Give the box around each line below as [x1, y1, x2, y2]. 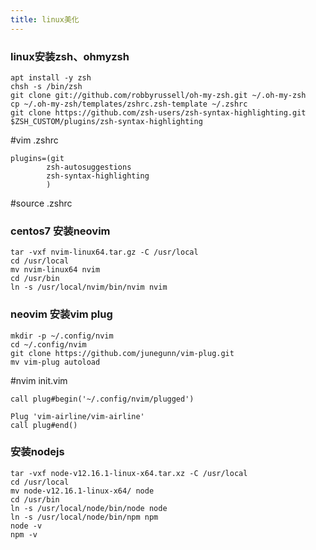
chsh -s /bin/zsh [10, 81, 83, 91]
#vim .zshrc [10, 134, 59, 146]
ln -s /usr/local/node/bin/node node [10, 503, 168, 513]
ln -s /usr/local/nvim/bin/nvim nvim [10, 282, 168, 293]
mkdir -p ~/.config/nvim [10, 331, 114, 341]
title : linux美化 [10, 14, 80, 25]
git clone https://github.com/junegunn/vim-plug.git [10, 348, 235, 358]
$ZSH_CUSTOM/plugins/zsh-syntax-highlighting [10, 116, 203, 126]
